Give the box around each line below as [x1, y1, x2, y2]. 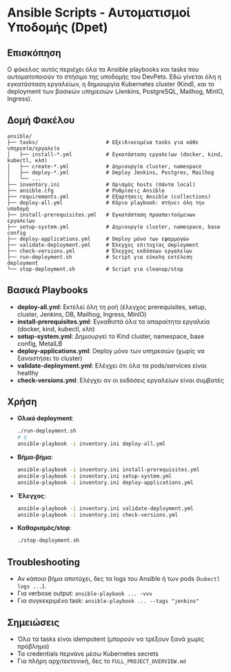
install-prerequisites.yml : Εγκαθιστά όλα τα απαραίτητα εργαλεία [17, 317, 210, 326]
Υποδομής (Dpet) [7, 19, 108, 35]
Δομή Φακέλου [7, 115, 75, 126]
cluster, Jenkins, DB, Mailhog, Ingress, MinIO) [17, 310, 147, 318]
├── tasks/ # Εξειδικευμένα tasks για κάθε [7, 139, 199, 146]
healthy [17, 368, 39, 377]
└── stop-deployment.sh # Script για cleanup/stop [7, 266, 184, 273]
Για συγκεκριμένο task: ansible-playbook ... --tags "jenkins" [17, 597, 200, 605]
